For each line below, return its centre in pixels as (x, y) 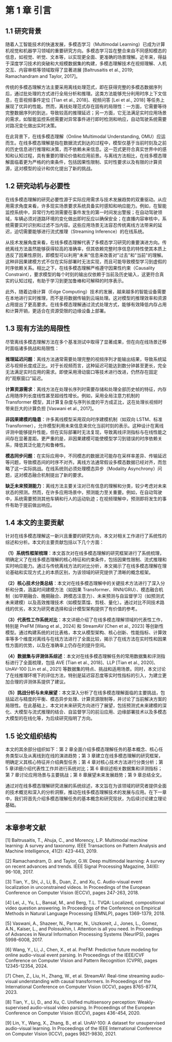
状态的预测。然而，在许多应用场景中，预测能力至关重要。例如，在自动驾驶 (84, 492)
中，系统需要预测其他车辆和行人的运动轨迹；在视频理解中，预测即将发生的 (84, 498)
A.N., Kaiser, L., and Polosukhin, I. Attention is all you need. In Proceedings (84, 929)
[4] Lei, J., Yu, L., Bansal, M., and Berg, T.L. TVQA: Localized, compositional (85, 903)
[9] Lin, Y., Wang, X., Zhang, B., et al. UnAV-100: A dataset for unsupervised (85, 1023)
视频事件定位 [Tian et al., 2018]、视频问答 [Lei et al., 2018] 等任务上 (94, 100)
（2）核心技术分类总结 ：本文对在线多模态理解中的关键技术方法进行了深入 (83, 583)
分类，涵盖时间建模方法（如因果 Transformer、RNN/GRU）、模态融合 (87, 590)
